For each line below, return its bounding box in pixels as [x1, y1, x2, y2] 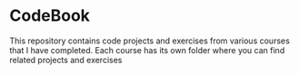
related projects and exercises [9, 54, 123, 65]
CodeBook [9, 5, 91, 26]
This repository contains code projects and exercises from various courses [9, 35, 291, 46]
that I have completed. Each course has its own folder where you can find [9, 44, 285, 55]
